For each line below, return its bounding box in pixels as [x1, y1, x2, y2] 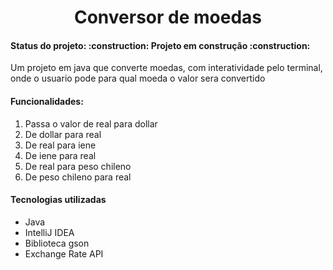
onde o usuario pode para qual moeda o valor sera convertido [10, 72, 266, 85]
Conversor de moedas [73, 6, 263, 29]
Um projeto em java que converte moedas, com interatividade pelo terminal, [10, 62, 323, 74]
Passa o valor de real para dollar [24, 117, 158, 130]
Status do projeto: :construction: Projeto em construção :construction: [10, 39, 311, 51]
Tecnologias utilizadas [10, 194, 107, 206]
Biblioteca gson [24, 237, 90, 249]
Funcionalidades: [10, 95, 84, 107]
